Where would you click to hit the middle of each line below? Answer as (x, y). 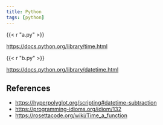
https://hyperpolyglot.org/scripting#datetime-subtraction (86, 103)
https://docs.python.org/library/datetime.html (62, 69)
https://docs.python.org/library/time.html (57, 46)
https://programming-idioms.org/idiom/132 (68, 109)
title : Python (24, 12)
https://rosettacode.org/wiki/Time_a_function (71, 115)
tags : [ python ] (25, 17)
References (28, 88)
